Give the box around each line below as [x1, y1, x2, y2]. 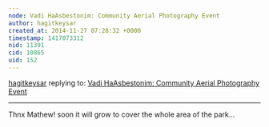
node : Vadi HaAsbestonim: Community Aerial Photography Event [8, 11, 220, 20]
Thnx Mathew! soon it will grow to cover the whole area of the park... [8, 109, 235, 119]
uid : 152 [8, 57, 38, 65]
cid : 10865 [8, 49, 45, 57]
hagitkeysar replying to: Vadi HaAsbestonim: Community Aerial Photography [8, 77, 260, 88]
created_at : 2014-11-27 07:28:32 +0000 [8, 26, 142, 34]
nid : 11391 [8, 42, 45, 50]
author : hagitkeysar [8, 19, 78, 27]
